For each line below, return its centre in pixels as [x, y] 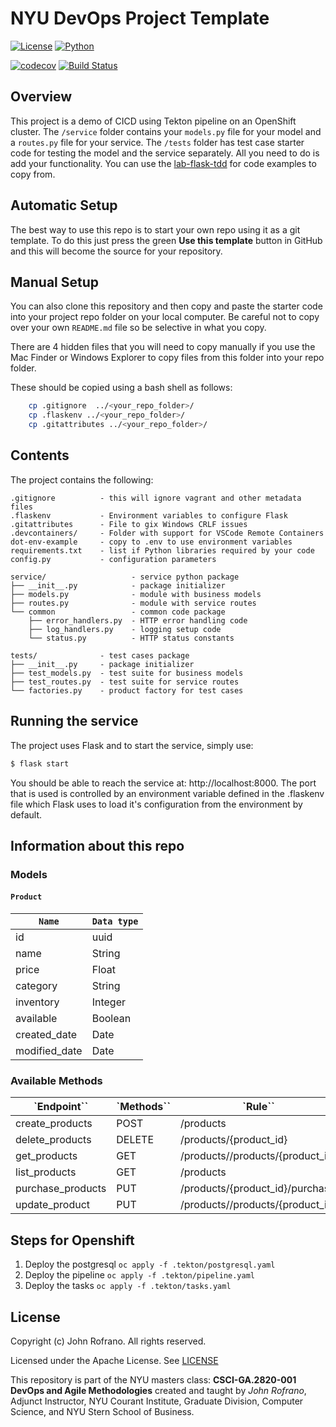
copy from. [33, 174]
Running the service [74, 721]
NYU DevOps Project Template [140, 18]
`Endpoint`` [61, 1107]
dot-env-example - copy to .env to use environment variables [151, 542]
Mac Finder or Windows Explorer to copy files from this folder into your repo [167, 358]
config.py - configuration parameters [113, 559]
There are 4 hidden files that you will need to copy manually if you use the [163, 347]
